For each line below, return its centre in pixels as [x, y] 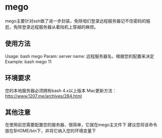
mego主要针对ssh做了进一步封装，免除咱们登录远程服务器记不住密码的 [76, 21]
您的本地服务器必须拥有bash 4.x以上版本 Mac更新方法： [61, 90]
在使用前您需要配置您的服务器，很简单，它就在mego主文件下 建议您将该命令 [81, 125]
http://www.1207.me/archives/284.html [44, 96]
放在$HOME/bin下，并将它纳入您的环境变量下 [51, 131]
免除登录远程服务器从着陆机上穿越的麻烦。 [56, 27]
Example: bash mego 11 [28, 61]
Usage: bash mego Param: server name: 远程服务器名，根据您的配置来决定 [80, 56]
